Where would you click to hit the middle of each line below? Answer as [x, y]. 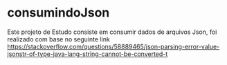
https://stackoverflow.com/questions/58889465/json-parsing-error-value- [113, 46]
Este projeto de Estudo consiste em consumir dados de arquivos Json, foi [112, 32]
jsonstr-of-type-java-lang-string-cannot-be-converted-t [88, 54]
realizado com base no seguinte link [59, 39]
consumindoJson [58, 13]
